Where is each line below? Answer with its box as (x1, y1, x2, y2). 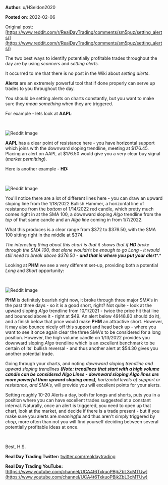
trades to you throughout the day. (5, 85, 75, 92)
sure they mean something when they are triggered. (5, 101, 114, 107)
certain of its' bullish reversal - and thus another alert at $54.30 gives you (5, 345, 158, 351)
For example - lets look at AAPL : (5, 111, 73, 116)
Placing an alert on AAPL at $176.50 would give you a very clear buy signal (5, 151, 160, 156)
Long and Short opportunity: (5, 268, 65, 274)
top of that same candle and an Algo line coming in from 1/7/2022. (5, 217, 143, 223)
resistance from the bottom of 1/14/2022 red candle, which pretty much (5, 206, 154, 212)
